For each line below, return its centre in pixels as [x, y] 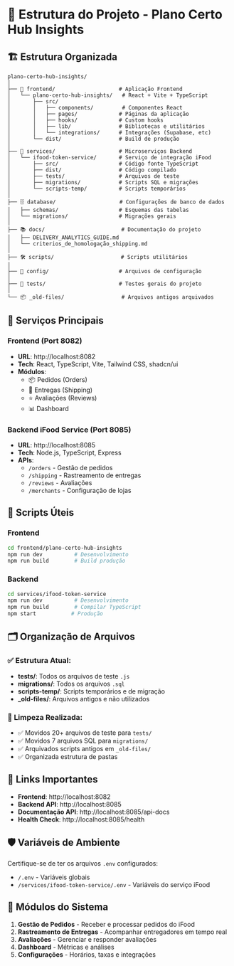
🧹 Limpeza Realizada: [45, 717]
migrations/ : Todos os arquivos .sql [71, 684]
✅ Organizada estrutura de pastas [68, 757]
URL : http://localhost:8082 [57, 356]
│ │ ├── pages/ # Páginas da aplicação [99, 114]
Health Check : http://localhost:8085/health [81, 819]
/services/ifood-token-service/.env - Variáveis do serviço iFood [114, 884]
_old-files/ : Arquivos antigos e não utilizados [84, 699]
